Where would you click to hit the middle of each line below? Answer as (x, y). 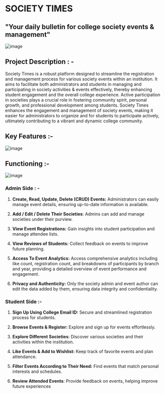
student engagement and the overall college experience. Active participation (83, 95)
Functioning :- (27, 164)
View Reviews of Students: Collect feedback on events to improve (80, 243)
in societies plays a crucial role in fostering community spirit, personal (76, 100)
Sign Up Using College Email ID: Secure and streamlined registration (82, 312)
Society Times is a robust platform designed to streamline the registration (80, 73)
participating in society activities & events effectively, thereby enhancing (79, 89)
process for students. (34, 318)
